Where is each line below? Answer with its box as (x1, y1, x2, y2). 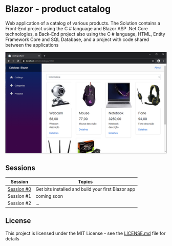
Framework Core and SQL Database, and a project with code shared (5, 36, 149, 43)
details (5, 235, 19, 241)
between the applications (5, 42, 59, 48)
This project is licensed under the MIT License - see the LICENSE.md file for (5, 230, 166, 236)
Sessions (5, 163, 36, 172)
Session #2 (7, 200, 32, 207)
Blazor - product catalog (5, 3, 111, 15)
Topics (78, 178, 93, 184)
